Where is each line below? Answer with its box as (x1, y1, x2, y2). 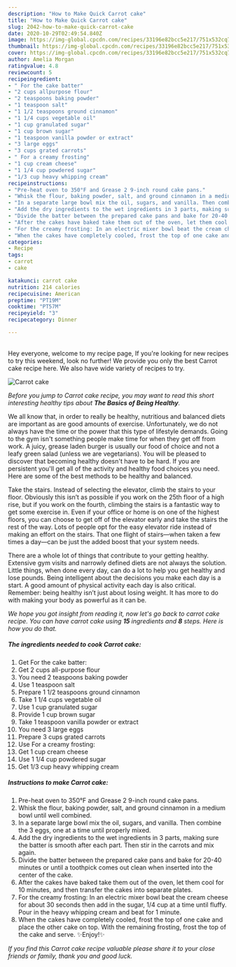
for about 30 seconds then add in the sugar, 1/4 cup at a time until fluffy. (18, 900, 227, 909)
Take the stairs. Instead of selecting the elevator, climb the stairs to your (8, 485, 216, 494)
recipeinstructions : (8, 180, 69, 187)
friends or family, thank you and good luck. (8, 952, 132, 960)
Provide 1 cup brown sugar (18, 710, 96, 719)
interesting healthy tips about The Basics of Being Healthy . (8, 398, 181, 407)
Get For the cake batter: (18, 658, 87, 666)
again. (18, 848, 36, 856)
